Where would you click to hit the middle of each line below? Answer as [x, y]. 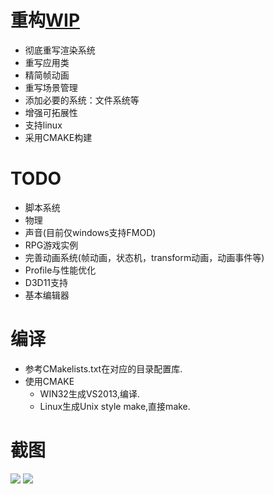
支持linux [43, 125]
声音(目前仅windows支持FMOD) [90, 232]
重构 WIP [45, 20]
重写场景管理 [51, 87]
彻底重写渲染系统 [60, 50]
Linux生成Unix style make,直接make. [115, 406]
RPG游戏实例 [51, 245]
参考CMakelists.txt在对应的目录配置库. [103, 368]
